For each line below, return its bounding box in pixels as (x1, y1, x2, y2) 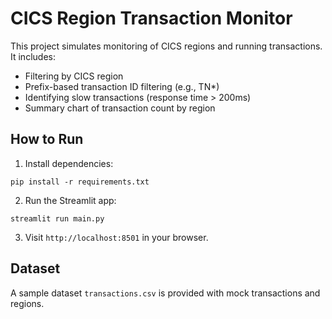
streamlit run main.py (10, 213, 105, 224)
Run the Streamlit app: (24, 194, 117, 206)
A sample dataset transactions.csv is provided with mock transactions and (10, 287, 321, 299)
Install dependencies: (24, 157, 114, 169)
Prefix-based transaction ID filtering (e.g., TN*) (24, 80, 220, 92)
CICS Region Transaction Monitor (10, 7, 293, 30)
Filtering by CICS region (24, 70, 124, 82)
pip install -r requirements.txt (10, 177, 150, 187)
